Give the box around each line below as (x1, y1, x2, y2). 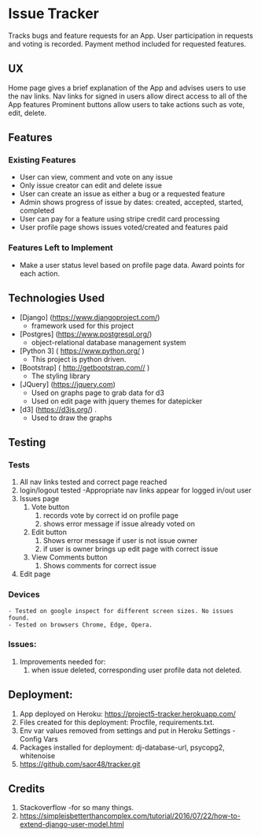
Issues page (19, 494, 60, 504)
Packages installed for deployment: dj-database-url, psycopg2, (19, 742, 226, 752)
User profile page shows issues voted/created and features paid (19, 222, 228, 232)
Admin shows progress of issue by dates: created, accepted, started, (19, 198, 244, 207)
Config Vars (19, 734, 59, 743)
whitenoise (19, 750, 56, 761)
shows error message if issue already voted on (42, 519, 195, 529)
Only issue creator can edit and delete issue (19, 180, 163, 190)
